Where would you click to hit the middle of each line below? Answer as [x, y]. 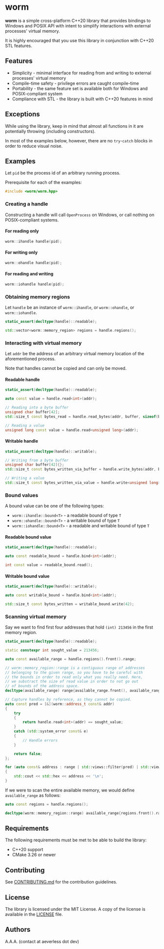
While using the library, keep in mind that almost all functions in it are [74, 126]
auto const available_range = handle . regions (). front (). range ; [71, 659]
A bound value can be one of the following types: [54, 506]
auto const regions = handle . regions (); [47, 804]
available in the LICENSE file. [34, 914]
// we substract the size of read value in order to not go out [72, 681]
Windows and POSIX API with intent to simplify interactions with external [78, 25]
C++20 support [28, 850]
